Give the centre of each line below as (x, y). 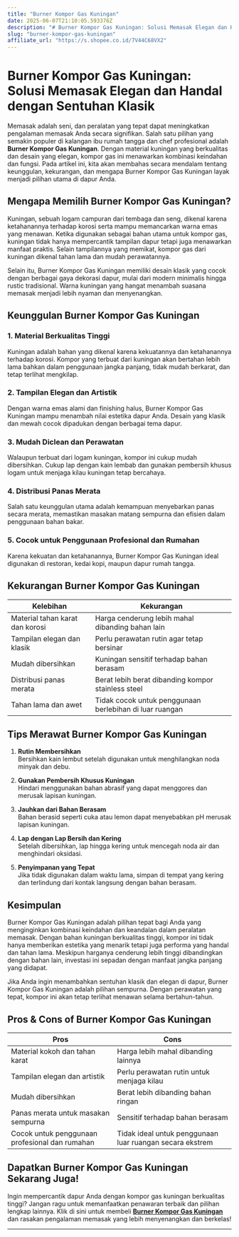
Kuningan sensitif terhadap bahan (151, 659)
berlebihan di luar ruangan (139, 709)
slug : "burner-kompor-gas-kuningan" (62, 34)
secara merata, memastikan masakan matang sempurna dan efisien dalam (116, 514)
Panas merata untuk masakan (60, 1113)
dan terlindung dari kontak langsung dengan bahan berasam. (107, 883)
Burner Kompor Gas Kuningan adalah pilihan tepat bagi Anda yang (104, 922)
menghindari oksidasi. (50, 854)
